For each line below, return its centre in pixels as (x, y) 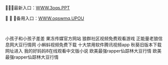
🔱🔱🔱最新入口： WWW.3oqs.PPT (38, 8)
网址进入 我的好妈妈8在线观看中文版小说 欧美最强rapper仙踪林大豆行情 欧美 (83, 51)
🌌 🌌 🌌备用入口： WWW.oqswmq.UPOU (45, 18)
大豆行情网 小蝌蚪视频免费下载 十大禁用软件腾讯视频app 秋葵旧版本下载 (88, 45)
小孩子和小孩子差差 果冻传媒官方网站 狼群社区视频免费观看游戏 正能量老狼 (82, 38)
